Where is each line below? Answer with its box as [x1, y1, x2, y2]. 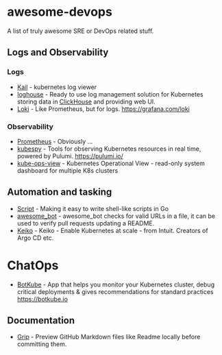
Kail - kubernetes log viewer [16, 83, 97, 91]
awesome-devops [7, 4, 113, 20]
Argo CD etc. [16, 234, 54, 242]
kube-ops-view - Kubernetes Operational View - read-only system [16, 159, 206, 167]
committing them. [16, 340, 67, 348]
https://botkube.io [16, 295, 69, 303]
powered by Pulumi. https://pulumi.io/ [16, 151, 123, 160]
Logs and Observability [7, 47, 109, 58]
